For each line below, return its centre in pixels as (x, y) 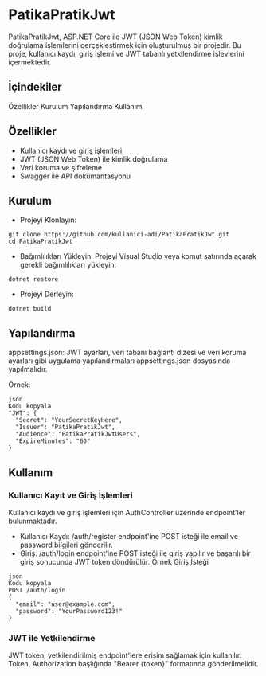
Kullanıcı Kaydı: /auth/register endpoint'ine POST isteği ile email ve (129, 536)
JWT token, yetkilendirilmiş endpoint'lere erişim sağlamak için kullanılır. (125, 655)
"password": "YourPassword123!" (69, 611)
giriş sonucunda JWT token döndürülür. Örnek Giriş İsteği (114, 561)
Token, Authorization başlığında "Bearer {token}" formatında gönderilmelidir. (133, 664)
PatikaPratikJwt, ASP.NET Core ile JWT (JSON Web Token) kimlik (115, 37)
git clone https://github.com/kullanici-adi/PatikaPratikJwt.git (119, 235)
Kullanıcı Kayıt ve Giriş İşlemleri (70, 495)
